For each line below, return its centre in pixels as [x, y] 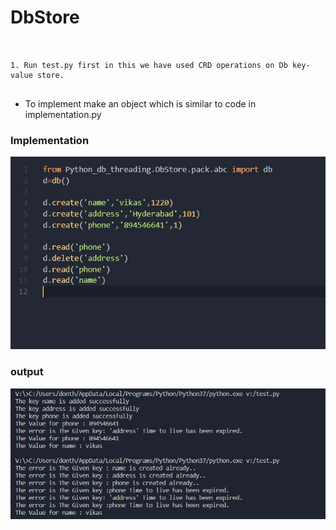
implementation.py [63, 114]
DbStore [45, 17]
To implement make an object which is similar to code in [140, 103]
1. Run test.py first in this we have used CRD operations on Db [149, 65]
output [27, 372]
